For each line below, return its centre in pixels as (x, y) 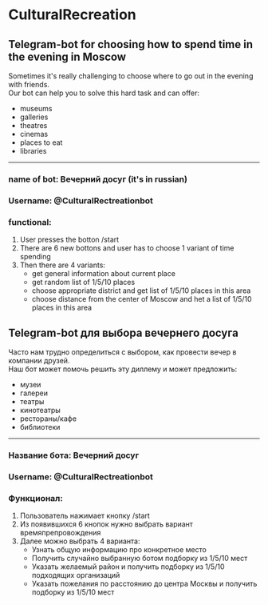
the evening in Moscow (67, 56)
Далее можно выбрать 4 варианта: (80, 541)
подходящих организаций (76, 575)
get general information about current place (103, 274)
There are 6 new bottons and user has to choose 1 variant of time (127, 248)
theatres (33, 125)
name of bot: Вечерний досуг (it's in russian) (98, 179)
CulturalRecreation (73, 15)
